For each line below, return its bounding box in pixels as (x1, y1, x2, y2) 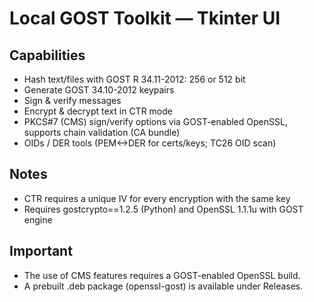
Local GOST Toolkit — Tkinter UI (9, 7, 281, 30)
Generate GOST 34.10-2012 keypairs (23, 84, 175, 96)
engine (23, 213, 53, 226)
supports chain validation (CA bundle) (23, 127, 181, 138)
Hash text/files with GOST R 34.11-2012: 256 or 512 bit (23, 73, 246, 85)
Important (9, 243, 73, 260)
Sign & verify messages (23, 95, 122, 106)
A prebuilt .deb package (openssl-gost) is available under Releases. (23, 280, 304, 292)
